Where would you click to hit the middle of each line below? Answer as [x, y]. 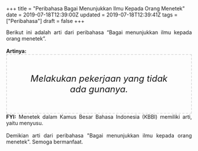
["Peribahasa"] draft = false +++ [45, 21]
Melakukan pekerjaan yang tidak [99, 78]
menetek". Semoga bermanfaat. [45, 142]
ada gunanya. [99, 89]
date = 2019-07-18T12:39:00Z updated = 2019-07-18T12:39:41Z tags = [92, 15]
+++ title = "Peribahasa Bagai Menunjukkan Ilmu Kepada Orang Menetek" [96, 9]
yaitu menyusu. [25, 123]
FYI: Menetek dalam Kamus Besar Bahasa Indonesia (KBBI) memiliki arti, [99, 117]
